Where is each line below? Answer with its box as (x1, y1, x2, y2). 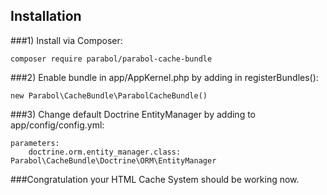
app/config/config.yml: (10, 119, 105, 131)
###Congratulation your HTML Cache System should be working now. (10, 173, 300, 185)
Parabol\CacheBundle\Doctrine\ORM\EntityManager (10, 155, 217, 166)
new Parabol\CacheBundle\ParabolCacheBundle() (10, 90, 208, 101)
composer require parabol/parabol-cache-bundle (10, 54, 213, 64)
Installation (10, 8, 82, 25)
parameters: (10, 138, 60, 148)
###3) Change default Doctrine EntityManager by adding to (10, 108, 256, 120)
